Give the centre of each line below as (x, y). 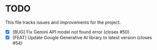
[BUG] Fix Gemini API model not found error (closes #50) (71, 32)
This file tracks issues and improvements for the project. (63, 22)
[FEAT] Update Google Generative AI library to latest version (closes (82, 37)
